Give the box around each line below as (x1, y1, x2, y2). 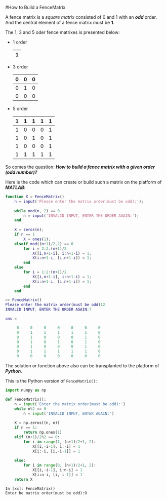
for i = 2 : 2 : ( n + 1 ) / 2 (23, 246, 67, 251)
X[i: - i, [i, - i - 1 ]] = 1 (32, 448, 80, 454)
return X (14, 477, 33, 482)
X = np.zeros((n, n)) (14, 420, 60, 426)
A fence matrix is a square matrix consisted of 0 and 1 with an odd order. (5, 14, 157, 20)
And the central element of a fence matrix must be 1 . (5, 20, 115, 25)
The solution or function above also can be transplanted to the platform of (5, 363, 159, 369)
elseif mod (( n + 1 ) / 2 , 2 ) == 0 (14, 241, 73, 246)
